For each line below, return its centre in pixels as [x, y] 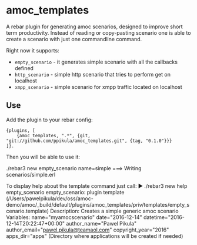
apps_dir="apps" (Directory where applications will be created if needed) [95, 236]
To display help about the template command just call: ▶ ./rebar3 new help [97, 186]
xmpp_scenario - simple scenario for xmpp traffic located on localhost [98, 87]
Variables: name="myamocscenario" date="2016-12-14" [74, 217]
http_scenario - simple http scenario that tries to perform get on [92, 74]
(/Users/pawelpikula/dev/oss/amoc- [50, 198]
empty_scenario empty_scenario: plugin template [65, 192]
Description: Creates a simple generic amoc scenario [114, 211]
